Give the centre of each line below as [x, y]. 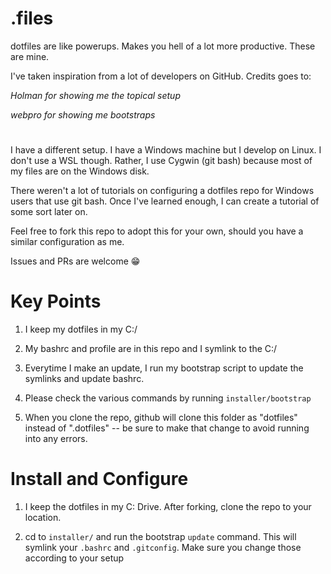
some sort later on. [49, 212]
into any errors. [56, 439]
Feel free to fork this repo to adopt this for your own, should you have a [157, 231]
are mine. [30, 56]
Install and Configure [99, 479]
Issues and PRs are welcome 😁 [75, 261]
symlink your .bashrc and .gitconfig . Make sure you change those [163, 547]
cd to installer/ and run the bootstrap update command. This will [160, 536]
